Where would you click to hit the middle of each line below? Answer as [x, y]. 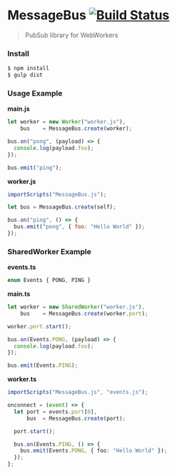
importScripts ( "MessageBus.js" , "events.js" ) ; [78, 393]
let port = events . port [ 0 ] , [56, 412]
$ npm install [29, 69]
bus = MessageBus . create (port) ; [76, 418]
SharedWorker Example [49, 251]
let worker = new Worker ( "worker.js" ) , [67, 122]
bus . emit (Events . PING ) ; [43, 365]
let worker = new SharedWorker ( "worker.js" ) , [76, 307]
